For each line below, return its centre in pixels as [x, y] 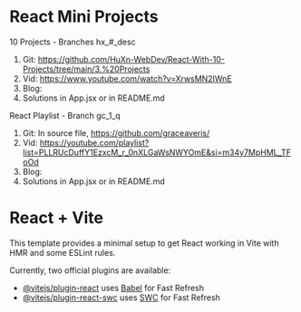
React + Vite [57, 218]
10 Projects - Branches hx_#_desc [73, 42]
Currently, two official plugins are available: [90, 270]
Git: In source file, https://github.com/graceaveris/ [116, 132]
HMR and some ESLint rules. [63, 252]
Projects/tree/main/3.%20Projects [86, 69]
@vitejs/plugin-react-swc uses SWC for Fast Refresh [121, 297]
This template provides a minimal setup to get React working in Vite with [144, 243]
